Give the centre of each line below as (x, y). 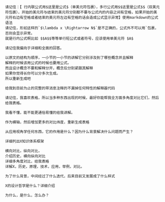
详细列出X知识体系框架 (25, 141)
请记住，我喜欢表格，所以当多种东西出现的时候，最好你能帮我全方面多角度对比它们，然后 (82, 98)
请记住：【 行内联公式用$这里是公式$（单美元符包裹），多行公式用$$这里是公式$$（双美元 (82, 7)
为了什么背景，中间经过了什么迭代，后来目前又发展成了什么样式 (60, 176)
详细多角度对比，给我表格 (27, 162)
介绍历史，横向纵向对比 (25, 156)
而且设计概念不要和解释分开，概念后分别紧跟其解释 (49, 68)
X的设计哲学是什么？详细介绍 (30, 186)
